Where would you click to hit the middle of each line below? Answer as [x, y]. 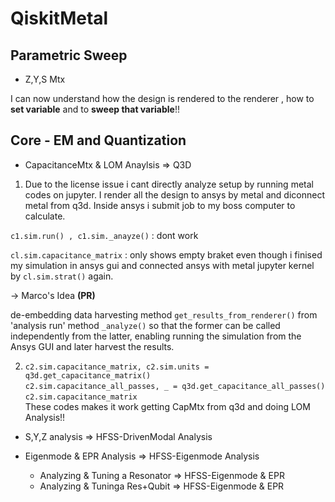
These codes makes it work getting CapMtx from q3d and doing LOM [167, 406]
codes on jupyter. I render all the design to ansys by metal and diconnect [174, 194]
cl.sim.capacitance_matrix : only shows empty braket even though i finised [166, 254]
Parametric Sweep [69, 55]
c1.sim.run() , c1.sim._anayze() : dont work [104, 235]
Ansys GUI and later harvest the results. [92, 346]
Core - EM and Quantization [98, 140]
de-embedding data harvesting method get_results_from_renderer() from [164, 314]
